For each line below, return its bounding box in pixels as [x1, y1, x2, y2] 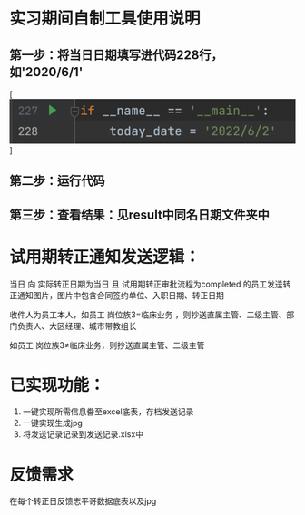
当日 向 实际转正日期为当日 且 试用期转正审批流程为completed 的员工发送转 [9, 278, 291, 289]
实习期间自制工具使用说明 [9, 8, 202, 29]
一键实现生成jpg [22, 418, 84, 429]
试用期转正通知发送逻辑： [9, 247, 202, 267]
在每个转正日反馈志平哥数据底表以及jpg [9, 496, 157, 507]
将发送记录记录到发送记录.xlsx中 [22, 429, 143, 440]
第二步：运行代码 [9, 173, 105, 189]
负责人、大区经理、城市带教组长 [16, 320, 137, 331]
